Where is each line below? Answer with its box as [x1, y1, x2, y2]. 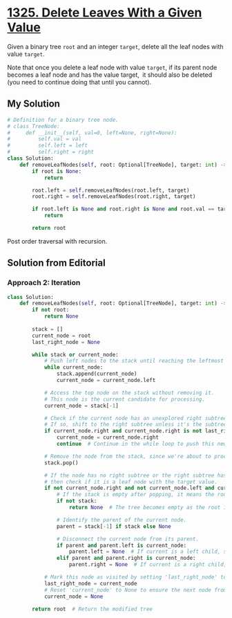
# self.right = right [7, 149, 95, 156]
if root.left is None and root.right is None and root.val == [32, 206, 215, 212]
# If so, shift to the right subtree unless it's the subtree [43, 421, 227, 428]
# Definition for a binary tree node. [7, 116, 119, 123]
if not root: [32, 307, 70, 313]
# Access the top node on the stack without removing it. [43, 389, 215, 396]
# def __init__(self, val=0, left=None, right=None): [7, 129, 177, 136]
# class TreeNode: [7, 122, 60, 129]
